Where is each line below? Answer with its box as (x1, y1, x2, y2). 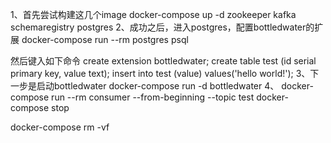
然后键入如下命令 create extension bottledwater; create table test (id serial (10, 55, 317, 67)
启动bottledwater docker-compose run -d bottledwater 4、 (36, 80, 280, 92)
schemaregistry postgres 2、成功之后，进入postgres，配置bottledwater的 (10, 21, 315, 33)
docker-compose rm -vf (10, 121, 110, 133)
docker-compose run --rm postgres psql (21, 34, 189, 45)
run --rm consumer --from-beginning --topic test (51, 91, 255, 103)
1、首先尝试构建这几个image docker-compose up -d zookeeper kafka (10, 9, 297, 20)
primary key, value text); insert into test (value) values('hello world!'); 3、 (10, 68, 311, 79)
